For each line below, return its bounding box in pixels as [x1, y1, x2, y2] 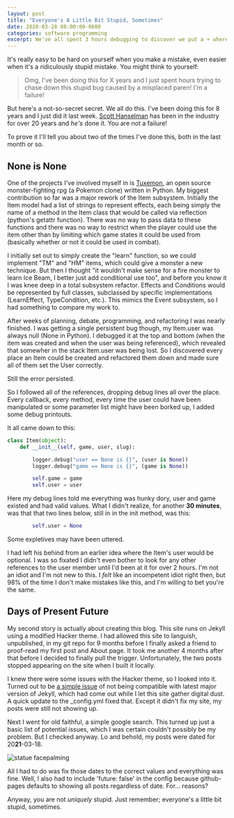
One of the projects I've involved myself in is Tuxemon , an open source [7, 178, 211, 187]
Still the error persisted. [7, 374, 75, 383]
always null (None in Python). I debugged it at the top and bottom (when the [7, 331, 225, 340]
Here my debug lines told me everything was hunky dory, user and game [7, 494, 216, 503]
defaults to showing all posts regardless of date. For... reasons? [26, 781, 209, 790]
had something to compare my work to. [7, 303, 120, 311]
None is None [7, 160, 68, 172]
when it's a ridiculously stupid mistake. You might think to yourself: [7, 63, 199, 71]
